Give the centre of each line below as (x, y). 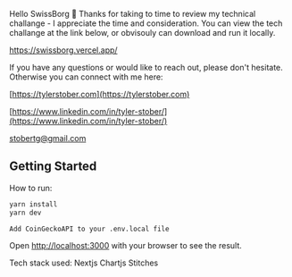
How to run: (31, 188)
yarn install (33, 204)
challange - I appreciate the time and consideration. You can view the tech (146, 23)
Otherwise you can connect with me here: (86, 77)
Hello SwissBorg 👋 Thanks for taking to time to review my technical (133, 14)
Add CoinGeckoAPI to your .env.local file (89, 229)
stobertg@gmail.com (48, 138)
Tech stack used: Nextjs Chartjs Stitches (84, 263)
